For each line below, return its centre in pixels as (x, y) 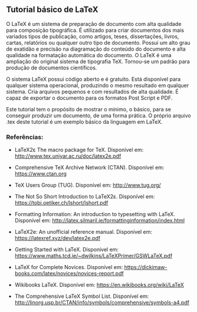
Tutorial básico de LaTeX (52, 10)
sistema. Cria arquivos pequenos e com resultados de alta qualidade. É (92, 91)
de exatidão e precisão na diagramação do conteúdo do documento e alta (96, 49)
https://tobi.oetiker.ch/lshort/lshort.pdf (61, 203)
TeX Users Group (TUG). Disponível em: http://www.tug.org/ (88, 185)
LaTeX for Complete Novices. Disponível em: (69, 267)
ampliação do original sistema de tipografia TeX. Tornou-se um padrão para (98, 61)
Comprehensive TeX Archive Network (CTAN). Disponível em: (89, 168)
